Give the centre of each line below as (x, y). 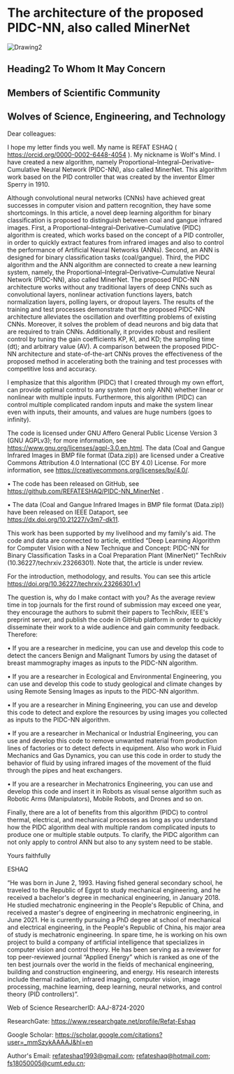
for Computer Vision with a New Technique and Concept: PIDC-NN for (108, 547)
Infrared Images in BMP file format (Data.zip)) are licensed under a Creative (116, 455)
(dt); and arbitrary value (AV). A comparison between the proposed (104, 346)
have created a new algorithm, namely (62, 162)
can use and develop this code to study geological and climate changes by (115, 684)
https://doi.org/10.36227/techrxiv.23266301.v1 (74, 583)
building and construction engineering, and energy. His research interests (113, 972)
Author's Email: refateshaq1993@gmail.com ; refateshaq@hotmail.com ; (109, 1055)
